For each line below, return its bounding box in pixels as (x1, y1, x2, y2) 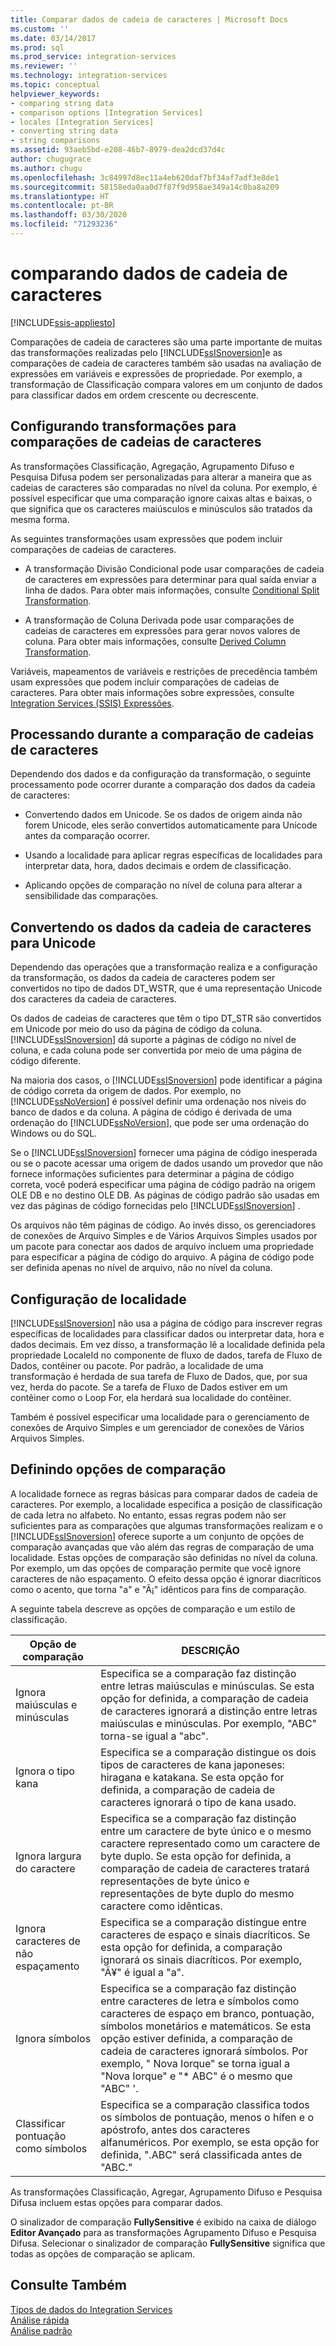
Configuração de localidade (10, 1291, 187, 1308)
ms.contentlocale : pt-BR (10, 201, 114, 211)
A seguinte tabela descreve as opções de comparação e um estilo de (10, 1602, 296, 1615)
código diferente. (10, 1055, 82, 1067)
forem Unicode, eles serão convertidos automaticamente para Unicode (24, 819, 318, 831)
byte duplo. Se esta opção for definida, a (100, 1849, 292, 1863)
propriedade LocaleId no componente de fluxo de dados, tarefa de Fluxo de (10, 1349, 323, 1361)
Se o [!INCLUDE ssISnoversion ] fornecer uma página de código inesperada (10, 1147, 318, 1159)
